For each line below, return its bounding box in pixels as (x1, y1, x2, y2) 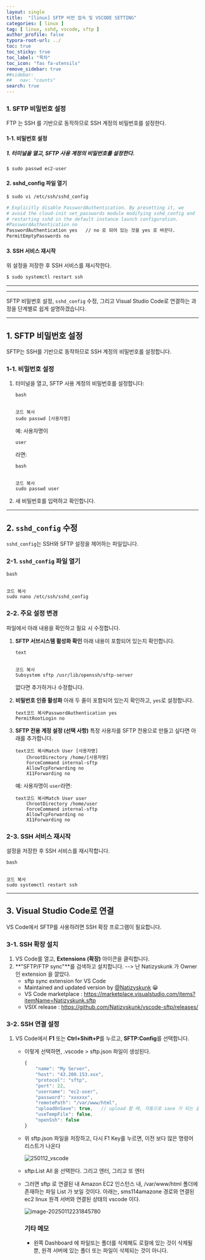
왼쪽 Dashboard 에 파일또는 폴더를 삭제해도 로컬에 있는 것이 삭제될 (33, 1239, 193, 1247)
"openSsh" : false (35, 1117, 79, 1123)
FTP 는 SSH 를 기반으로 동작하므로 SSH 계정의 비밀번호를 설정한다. (6, 119, 167, 127)
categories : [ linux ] (6, 20, 64, 26)
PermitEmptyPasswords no (6, 233, 70, 240)
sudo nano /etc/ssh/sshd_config (6, 594, 88, 600)
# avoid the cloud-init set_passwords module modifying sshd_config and (6, 210, 195, 216)
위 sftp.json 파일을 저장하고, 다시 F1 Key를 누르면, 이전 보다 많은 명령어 (24, 1134, 194, 1142)
